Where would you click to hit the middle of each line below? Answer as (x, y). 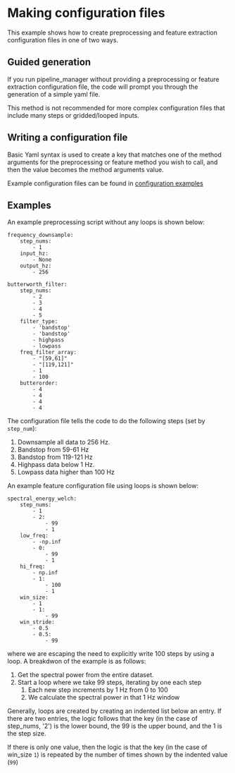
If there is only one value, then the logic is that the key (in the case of (107, 747)
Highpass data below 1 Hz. (56, 465)
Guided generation (49, 62)
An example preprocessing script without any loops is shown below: (106, 222)
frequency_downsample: (40, 235)
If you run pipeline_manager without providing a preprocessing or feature (113, 79)
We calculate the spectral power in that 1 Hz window (104, 698)
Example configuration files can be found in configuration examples (106, 183)
